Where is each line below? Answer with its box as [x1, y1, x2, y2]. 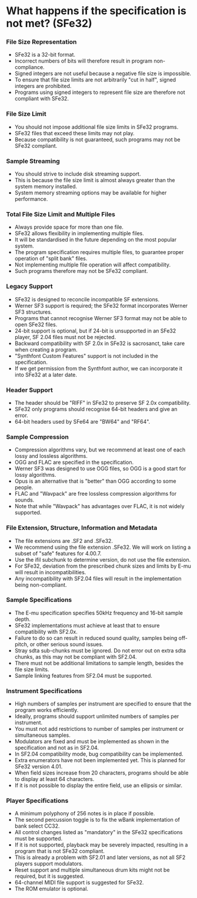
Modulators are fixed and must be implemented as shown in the [14, 738, 169, 745]
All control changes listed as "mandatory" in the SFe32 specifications [14, 829, 183, 836]
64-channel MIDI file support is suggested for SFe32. [14, 879, 144, 886]
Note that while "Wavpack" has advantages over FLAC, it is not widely [14, 503, 185, 510]
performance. [14, 196, 48, 203]
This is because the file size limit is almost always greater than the [14, 177, 175, 184]
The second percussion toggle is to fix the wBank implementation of [14, 816, 181, 824]
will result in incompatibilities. [14, 568, 86, 575]
